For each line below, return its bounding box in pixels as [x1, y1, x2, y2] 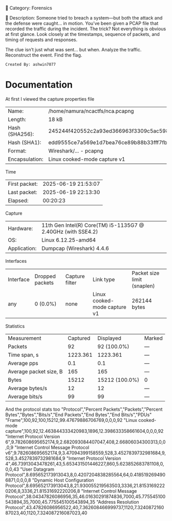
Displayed [97, 334, 122, 341]
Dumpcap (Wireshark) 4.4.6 [41, 244, 109, 252]
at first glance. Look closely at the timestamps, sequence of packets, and [5, 31, 160, 37]
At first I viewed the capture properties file [5, 95, 95, 102]
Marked [144, 334, 163, 341]
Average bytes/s [8, 384, 48, 392]
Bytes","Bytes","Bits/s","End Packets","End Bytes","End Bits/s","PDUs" [5, 411, 152, 418]
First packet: [8, 180, 38, 187]
